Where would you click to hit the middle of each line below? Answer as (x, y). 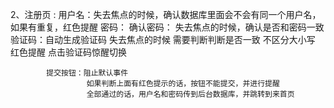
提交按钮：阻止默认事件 (87, 73)
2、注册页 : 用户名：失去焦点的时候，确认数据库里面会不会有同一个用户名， (166, 14)
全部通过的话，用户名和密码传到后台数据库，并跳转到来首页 (190, 94)
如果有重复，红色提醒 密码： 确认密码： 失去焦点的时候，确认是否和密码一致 (167, 27)
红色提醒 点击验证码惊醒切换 (68, 52)
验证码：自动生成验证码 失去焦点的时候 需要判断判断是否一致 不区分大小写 (163, 39)
